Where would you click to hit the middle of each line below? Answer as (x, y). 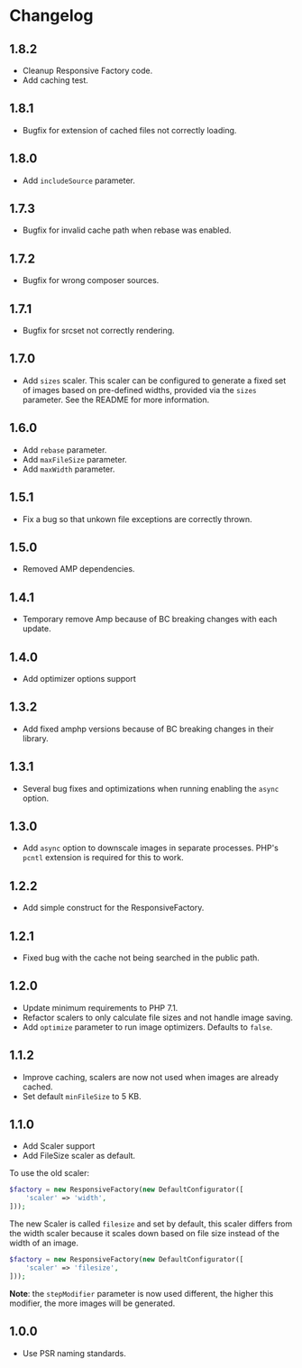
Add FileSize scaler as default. (79, 1156)
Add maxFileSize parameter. (75, 459)
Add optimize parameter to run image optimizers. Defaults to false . (147, 1027)
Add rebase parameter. (64, 450)
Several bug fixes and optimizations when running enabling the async (151, 788)
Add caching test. (55, 80)
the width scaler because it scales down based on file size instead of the (144, 1234)
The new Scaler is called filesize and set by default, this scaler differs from (151, 1224)
